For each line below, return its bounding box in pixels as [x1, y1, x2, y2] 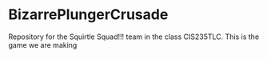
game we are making [8, 40, 78, 49]
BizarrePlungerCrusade [8, 6, 169, 24]
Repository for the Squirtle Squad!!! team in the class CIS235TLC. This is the [8, 32, 260, 41]
